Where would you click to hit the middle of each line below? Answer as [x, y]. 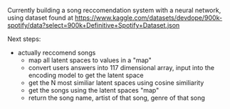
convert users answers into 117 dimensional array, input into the [121, 68]
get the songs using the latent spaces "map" [94, 90]
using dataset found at [40, 18]
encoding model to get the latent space [86, 75]
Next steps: [24, 39]
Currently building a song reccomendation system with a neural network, [114, 10]
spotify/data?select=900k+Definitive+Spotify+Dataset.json [94, 25]
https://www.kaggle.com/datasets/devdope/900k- [148, 18]
